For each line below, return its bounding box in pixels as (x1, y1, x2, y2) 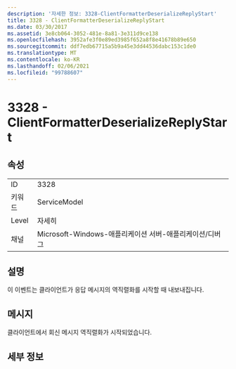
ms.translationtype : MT (7, 50, 77, 57)
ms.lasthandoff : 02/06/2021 (7, 63, 90, 70)
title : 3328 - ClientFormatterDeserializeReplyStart (7, 17, 165, 24)
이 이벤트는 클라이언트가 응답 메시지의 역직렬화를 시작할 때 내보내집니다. (7, 285, 204, 294)
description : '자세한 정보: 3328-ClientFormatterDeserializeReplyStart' (7, 10, 218, 18)
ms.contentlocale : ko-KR (7, 56, 80, 63)
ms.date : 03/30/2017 (7, 23, 68, 30)
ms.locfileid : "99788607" (7, 69, 83, 76)
